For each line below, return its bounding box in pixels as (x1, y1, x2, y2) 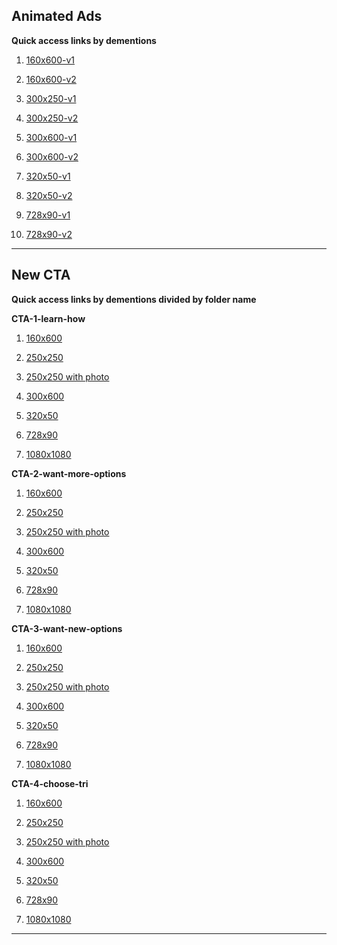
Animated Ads (11, 8, 103, 25)
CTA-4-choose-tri (11, 777, 89, 789)
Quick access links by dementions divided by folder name (11, 293, 257, 305)
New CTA (11, 267, 71, 284)
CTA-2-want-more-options (11, 467, 127, 479)
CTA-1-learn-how (11, 312, 86, 324)
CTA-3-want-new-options (11, 622, 123, 634)
